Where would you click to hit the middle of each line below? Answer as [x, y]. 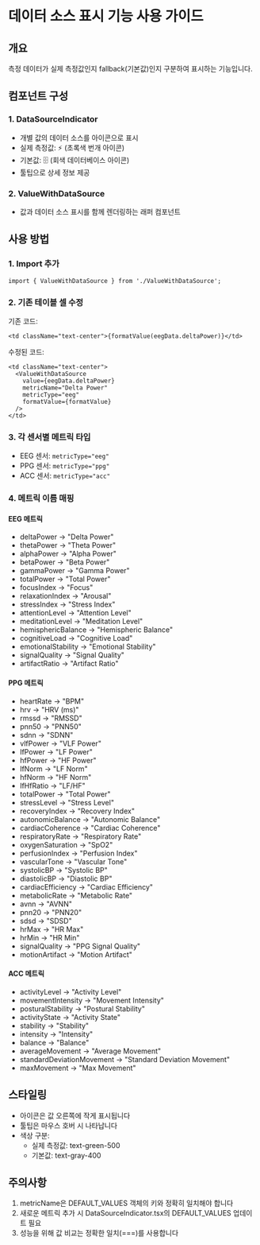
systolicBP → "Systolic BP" [64, 870]
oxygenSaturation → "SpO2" [66, 844]
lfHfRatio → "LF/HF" [52, 785]
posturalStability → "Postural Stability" [82, 1008]
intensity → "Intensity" [56, 1034]
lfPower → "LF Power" [56, 751]
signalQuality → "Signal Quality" [72, 655]
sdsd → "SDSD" [46, 921]
